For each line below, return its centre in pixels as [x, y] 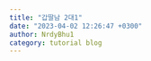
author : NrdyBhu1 [42, 34]
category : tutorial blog [56, 43]
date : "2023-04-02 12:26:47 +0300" [76, 26]
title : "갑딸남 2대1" [46, 17]
